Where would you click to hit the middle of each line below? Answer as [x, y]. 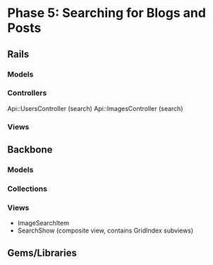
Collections [28, 189]
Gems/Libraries [42, 253]
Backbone [30, 150]
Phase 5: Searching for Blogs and [107, 13]
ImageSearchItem [43, 223]
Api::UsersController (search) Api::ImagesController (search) [95, 108]
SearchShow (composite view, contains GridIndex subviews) [105, 230]
